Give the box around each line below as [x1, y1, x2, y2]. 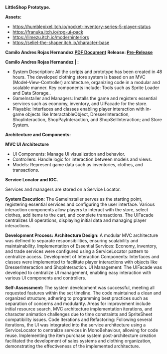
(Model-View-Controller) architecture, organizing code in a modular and [12, 80, 161, 85]
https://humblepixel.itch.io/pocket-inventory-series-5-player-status [12, 24, 151, 30]
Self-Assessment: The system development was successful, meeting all [5, 285, 155, 290]
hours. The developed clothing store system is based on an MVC [12, 74, 146, 80]
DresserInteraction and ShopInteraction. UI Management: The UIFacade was [5, 264, 162, 270]
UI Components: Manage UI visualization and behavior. [12, 151, 126, 157]
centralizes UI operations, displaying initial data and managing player [5, 217, 147, 223]
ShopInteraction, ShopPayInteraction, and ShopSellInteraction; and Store [12, 117, 162, 122]
